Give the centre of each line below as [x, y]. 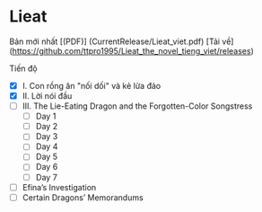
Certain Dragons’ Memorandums [83, 197]
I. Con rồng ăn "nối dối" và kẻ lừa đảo [92, 85]
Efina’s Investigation [59, 187]
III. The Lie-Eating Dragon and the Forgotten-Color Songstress [137, 106]
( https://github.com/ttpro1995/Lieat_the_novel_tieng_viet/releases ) [131, 50]
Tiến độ [23, 68]
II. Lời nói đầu [47, 96]
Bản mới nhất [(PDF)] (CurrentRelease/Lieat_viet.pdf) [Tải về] [122, 41]
